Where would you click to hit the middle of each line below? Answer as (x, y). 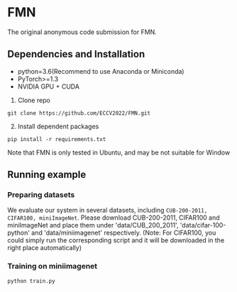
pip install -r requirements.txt (57, 139)
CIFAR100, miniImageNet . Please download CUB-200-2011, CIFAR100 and (114, 218)
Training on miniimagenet (53, 266)
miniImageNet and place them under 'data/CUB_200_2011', (93, 225)
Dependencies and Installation (76, 54)
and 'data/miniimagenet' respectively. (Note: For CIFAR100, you (124, 233)
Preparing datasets (41, 195)
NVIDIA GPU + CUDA (49, 86)
